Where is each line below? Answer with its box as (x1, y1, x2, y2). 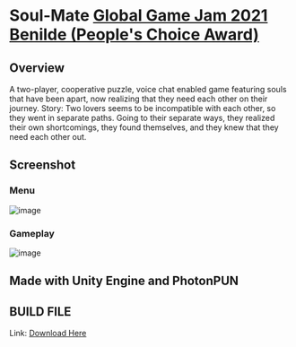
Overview (9, 60, 65, 75)
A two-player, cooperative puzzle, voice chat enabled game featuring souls (9, 84, 287, 94)
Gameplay (9, 227, 56, 239)
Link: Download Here (9, 328, 87, 339)
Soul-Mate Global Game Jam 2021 (9, 5, 268, 26)
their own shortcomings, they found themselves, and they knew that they (9, 122, 280, 133)
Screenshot (9, 158, 76, 173)
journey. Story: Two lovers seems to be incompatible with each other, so (9, 103, 276, 113)
